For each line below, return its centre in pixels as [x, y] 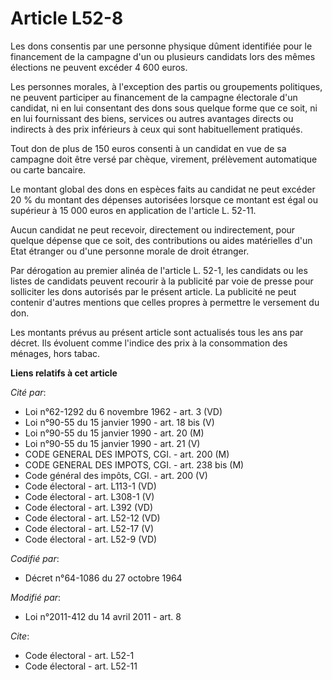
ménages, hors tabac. [55, 353]
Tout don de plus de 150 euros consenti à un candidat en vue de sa [148, 148]
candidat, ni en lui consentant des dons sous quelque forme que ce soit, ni [164, 108]
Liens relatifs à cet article [64, 373]
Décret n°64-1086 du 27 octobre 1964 [103, 578]
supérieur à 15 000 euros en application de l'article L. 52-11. [133, 210]
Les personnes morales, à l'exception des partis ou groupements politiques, [166, 86]
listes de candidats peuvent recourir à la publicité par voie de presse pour [162, 281]
